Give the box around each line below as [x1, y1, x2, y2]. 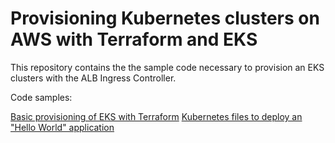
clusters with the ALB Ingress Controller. [10, 72, 177, 84]
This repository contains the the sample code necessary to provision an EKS [10, 61, 325, 73]
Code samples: [10, 91, 73, 103]
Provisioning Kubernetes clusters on [10, 7, 320, 30]
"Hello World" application [10, 121, 115, 133]
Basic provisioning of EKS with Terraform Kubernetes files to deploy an [10, 110, 303, 122]
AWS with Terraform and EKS [10, 28, 258, 51]
